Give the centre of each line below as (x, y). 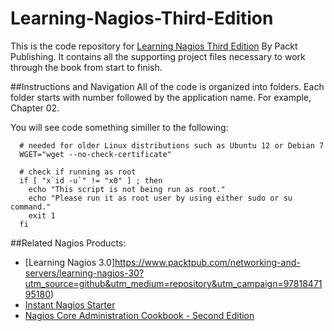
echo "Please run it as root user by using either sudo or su (160, 198)
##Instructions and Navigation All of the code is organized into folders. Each (167, 86)
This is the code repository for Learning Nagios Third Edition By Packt (154, 46)
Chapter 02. (35, 108)
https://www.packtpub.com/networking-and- (207, 262)
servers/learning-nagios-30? (84, 273)
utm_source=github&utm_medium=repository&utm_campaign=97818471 (173, 283)
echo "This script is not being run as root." (127, 189)
